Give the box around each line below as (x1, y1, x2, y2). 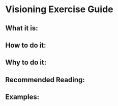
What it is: (5, 24, 38, 32)
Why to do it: (5, 58, 47, 67)
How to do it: (5, 41, 46, 49)
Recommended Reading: (5, 75, 85, 84)
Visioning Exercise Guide (5, 4, 113, 15)
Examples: (5, 93, 40, 101)
